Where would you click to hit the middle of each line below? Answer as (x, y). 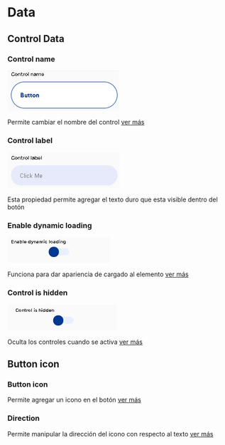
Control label (30, 140)
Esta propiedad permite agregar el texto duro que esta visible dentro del (112, 199)
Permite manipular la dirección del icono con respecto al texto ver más (110, 434)
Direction (24, 419)
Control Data (36, 39)
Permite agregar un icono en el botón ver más (75, 400)
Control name (31, 59)
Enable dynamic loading (50, 226)
